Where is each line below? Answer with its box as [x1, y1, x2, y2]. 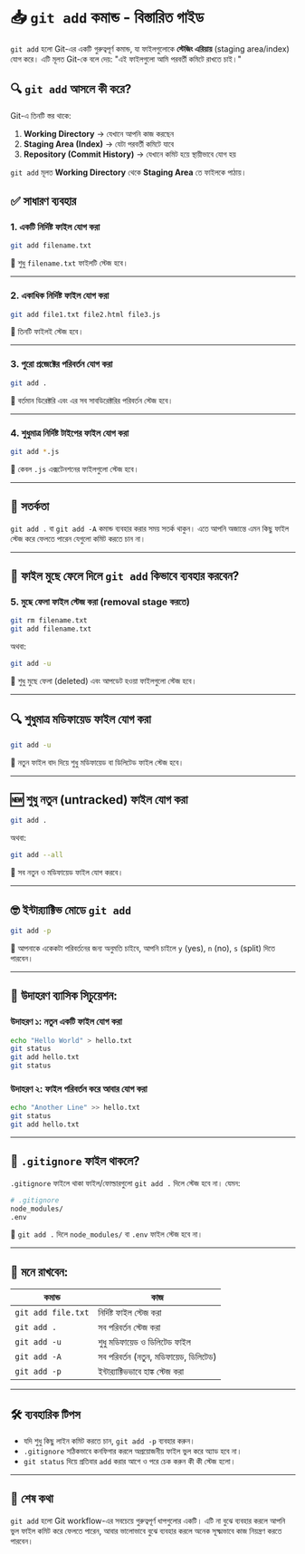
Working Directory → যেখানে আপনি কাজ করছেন [23, 128, 175, 139]
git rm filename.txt [10, 616, 89, 625]
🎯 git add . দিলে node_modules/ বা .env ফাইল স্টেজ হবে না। [10, 1229, 204, 1240]
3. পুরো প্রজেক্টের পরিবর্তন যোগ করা [10, 358, 113, 371]
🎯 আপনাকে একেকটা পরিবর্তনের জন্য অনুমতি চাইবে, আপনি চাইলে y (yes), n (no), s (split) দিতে [10, 942, 275, 953]
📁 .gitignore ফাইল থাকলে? [10, 1153, 140, 1169]
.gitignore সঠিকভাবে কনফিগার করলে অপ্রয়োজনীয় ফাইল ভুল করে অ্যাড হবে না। [23, 1446, 243, 1457]
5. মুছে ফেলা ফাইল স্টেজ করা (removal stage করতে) [10, 595, 191, 608]
